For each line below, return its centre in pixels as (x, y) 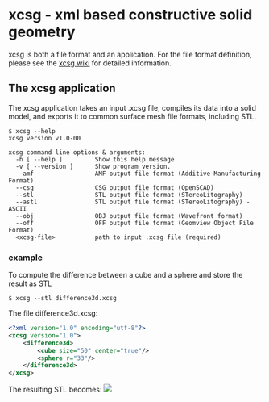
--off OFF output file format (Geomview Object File (134, 223)
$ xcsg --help (32, 131)
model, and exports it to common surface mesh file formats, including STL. (132, 116)
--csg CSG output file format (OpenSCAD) (115, 187)
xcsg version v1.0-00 (45, 138)
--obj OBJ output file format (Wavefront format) (129, 216)
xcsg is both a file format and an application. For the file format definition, (130, 54)
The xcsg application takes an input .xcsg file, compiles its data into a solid (132, 107)
